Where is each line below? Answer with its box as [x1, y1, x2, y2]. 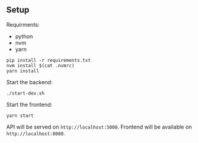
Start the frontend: [6, 101, 53, 108]
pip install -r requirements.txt [6, 57, 91, 63]
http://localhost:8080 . [6, 130, 66, 137]
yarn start [6, 112, 34, 119]
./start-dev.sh [6, 90, 45, 96]
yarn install [6, 68, 39, 74]
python [15, 33, 33, 40]
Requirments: [6, 21, 40, 28]
